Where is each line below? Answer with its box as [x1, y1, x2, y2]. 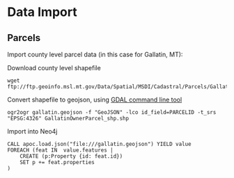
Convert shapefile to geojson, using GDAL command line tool [7, 95, 182, 104]
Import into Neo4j [7, 127, 58, 136]
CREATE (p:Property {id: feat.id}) [19, 153, 123, 160]
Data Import [7, 4, 78, 20]
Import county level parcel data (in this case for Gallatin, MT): [7, 50, 183, 58]
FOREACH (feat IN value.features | [7, 147, 114, 154]
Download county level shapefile [7, 64, 101, 72]
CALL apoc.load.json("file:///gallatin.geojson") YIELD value [7, 140, 192, 147]
